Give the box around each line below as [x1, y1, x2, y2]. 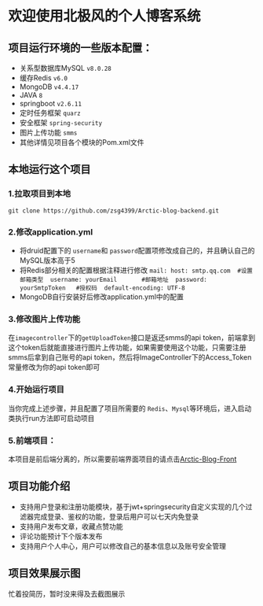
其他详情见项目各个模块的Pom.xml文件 [19, 138, 144, 146]
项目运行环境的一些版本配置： [8, 41, 153, 54]
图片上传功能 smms [19, 127, 78, 137]
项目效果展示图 [8, 567, 81, 580]
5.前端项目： [8, 434, 57, 445]
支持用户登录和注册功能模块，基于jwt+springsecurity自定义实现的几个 [19, 501, 246, 512]
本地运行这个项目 [8, 163, 91, 176]
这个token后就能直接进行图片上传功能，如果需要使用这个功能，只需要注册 [8, 343, 247, 353]
